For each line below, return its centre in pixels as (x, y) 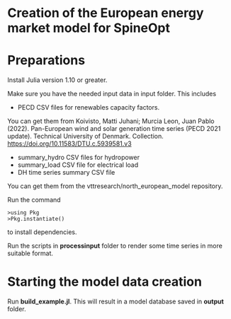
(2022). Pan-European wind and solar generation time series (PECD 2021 (114, 129)
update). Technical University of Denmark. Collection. (86, 137)
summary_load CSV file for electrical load (78, 165)
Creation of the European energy (106, 13)
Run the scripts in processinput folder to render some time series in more (115, 246)
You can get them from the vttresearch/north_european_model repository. (115, 186)
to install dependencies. (42, 232)
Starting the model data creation (105, 282)
